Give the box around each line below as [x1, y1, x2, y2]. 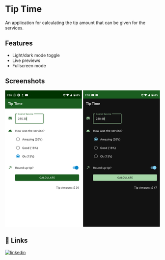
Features [5, 39, 33, 48]
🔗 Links [5, 236, 28, 245]
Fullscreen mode [12, 62, 47, 68]
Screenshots [5, 77, 45, 86]
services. [5, 25, 24, 30]
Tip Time [5, 3, 42, 15]
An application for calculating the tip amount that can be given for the [5, 20, 146, 26]
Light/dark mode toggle [12, 52, 60, 58]
